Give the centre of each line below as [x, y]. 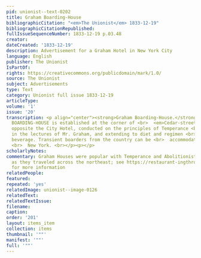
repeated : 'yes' [26, 184]
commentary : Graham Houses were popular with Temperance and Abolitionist [101, 156]
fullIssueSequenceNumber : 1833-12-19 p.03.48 [64, 34]
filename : [19, 207]
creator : [17, 40]
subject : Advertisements [37, 84]
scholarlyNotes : [26, 151]
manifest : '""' [25, 240]
